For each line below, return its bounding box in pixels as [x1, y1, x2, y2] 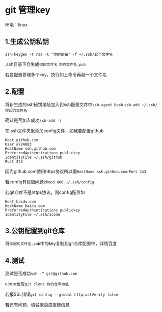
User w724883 [5, 141, 32, 147]
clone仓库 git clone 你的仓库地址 [5, 281, 69, 287]
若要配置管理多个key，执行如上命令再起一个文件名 [5, 71, 107, 77]
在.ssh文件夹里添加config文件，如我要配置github [5, 128, 104, 134]
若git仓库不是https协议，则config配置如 [5, 189, 85, 195]
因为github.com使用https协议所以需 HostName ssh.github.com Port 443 [5, 168, 146, 174]
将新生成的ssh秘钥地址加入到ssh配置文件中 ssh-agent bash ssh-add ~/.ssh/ [5, 102, 158, 107]
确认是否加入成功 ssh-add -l [5, 117, 62, 123]
